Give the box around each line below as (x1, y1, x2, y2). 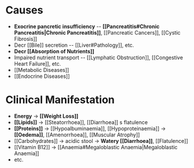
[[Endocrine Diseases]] (13, 73, 70, 80)
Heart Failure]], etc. (13, 60, 62, 67)
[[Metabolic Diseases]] (13, 66, 70, 73)
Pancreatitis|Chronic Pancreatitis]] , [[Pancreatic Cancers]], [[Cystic (13, 29, 181, 36)
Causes (5, 4, 43, 17)
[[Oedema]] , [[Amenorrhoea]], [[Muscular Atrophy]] (13, 131, 140, 138)
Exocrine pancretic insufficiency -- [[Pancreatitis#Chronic (13, 23, 159, 30)
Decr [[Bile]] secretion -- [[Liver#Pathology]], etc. (13, 42, 134, 49)
